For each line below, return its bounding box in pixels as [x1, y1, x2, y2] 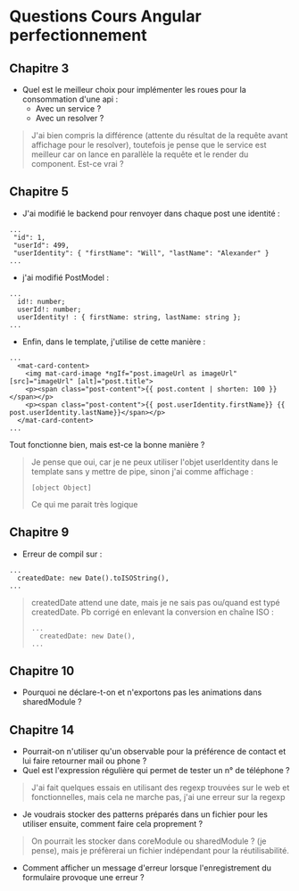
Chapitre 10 [9, 664, 75, 679]
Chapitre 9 [9, 524, 70, 540]
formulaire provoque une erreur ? [21, 872, 145, 883]
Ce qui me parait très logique [30, 499, 138, 509]
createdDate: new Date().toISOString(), [17, 573, 170, 582]
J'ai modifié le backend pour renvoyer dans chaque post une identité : [21, 208, 280, 219]
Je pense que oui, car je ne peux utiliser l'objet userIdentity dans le [30, 457, 278, 467]
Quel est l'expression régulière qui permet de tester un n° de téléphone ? [21, 765, 290, 776]
